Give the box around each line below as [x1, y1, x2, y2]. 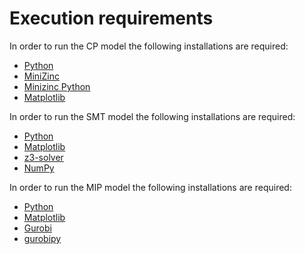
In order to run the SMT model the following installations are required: [9, 110, 296, 122]
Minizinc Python [23, 80, 91, 92]
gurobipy [23, 232, 62, 244]
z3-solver [23, 151, 64, 163]
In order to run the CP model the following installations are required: [9, 40, 289, 52]
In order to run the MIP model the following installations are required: [9, 181, 292, 193]
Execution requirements [9, 7, 214, 30]
